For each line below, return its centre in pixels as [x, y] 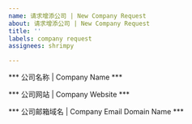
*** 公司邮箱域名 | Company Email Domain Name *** [96, 112]
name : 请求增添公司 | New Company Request [77, 16]
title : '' [25, 31]
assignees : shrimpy [41, 46]
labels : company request [50, 38]
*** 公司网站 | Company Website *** [69, 95]
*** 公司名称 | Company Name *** [66, 77]
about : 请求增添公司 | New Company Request [79, 24]
